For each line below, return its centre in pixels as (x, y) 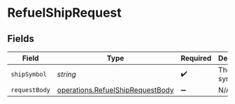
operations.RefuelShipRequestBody (115, 90)
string (67, 74)
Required (196, 58)
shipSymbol (29, 74)
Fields (21, 39)
